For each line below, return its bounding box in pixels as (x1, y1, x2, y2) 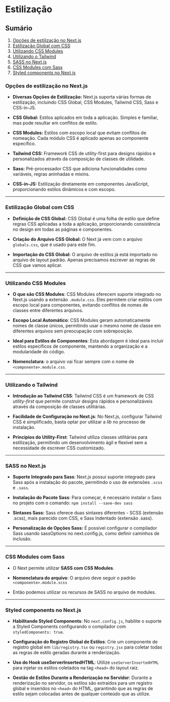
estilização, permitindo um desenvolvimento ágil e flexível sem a (12, 440, 147, 446)
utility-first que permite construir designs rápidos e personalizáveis (12, 398, 153, 405)
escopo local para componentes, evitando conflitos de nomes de (12, 301, 148, 308)
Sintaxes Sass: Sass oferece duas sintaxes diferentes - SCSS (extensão (12, 510, 163, 516)
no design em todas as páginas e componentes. (12, 226, 113, 232)
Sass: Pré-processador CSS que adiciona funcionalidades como (12, 166, 147, 172)
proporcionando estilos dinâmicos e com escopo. (12, 187, 116, 193)
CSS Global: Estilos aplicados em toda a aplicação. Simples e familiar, (12, 114, 158, 120)
